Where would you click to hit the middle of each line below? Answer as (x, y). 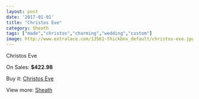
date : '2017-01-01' (30, 17)
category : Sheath (28, 28)
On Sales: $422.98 (30, 67)
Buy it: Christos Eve (30, 78)
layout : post (22, 11)
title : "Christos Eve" (34, 22)
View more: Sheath (29, 90)
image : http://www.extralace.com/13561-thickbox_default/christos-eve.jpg (100, 39)
